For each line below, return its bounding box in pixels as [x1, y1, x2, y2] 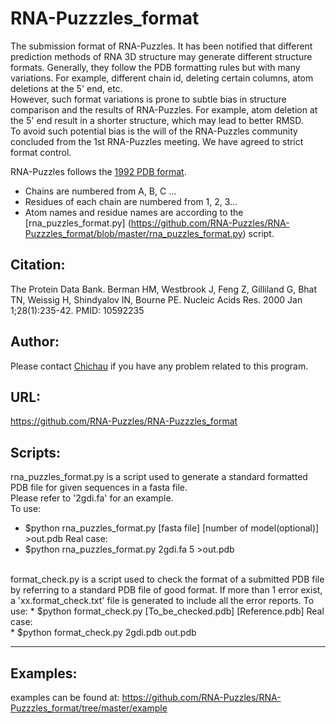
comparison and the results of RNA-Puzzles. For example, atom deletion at [10, 103, 318, 116]
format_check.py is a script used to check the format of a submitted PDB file [10, 573, 325, 586]
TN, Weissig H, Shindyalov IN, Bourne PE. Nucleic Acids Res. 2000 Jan [10, 293, 303, 306]
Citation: [10, 257, 66, 274]
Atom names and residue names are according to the [24, 206, 244, 218]
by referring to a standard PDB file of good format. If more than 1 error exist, [10, 584, 323, 596]
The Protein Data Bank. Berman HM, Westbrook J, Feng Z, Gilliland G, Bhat [10, 283, 318, 295]
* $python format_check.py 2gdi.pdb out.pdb [10, 627, 197, 639]
